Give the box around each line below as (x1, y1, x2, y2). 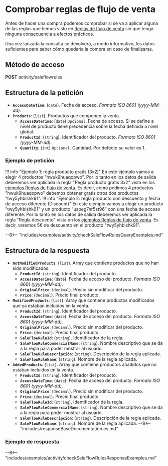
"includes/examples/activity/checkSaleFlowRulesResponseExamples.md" (5, 454, 157, 461)
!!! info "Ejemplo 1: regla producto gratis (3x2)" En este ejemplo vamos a (5, 169, 154, 175)
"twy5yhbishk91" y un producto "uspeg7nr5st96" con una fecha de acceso (5, 206, 160, 212)
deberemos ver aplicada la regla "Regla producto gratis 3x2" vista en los (5, 179, 155, 185)
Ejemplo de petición (5, 157, 55, 164)
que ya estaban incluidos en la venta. (12, 302, 90, 308)
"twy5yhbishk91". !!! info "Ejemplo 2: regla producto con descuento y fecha (5, 195, 160, 201)
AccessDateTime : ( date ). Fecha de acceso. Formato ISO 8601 (12, 102, 136, 108)
